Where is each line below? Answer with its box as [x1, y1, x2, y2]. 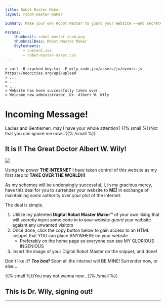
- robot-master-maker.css [23, 52, 77, 57]
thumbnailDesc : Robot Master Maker [14, 39, 87, 44]
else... [5, 263, 18, 269]
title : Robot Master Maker [5, 7, 61, 12]
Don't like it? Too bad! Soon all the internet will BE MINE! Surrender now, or [5, 258, 158, 264]
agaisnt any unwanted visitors [12, 222, 74, 228]
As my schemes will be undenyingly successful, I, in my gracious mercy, [5, 182, 152, 188]
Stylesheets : [14, 44, 41, 49]
